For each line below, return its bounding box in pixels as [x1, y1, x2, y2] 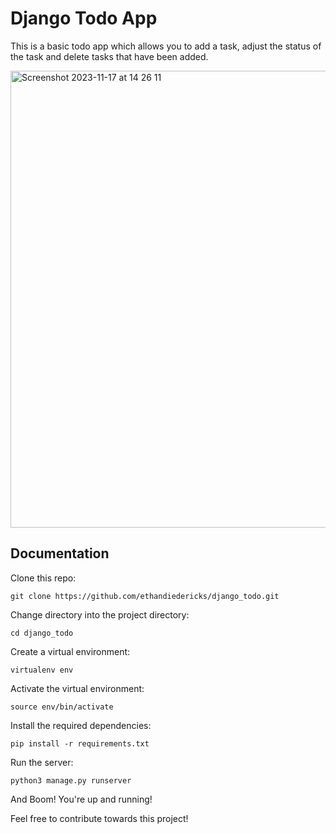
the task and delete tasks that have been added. [10, 50, 209, 62]
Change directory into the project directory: [10, 608, 190, 621]
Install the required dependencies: [10, 719, 152, 731]
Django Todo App [10, 7, 158, 30]
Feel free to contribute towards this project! [10, 812, 189, 824]
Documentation [10, 545, 110, 562]
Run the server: [10, 756, 74, 768]
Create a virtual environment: [10, 645, 131, 657]
